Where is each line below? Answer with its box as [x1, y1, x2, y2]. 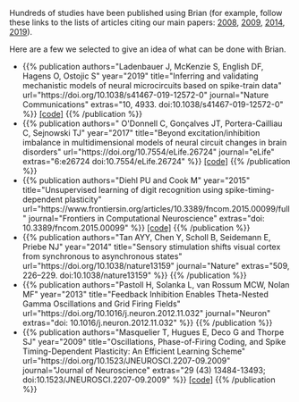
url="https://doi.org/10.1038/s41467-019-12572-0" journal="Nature [21, 89, 269, 100]
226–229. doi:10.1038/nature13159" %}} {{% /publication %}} [21, 270, 248, 281]
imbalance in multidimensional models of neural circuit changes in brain [21, 138, 287, 147]
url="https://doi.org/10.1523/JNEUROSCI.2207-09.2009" [21, 356, 231, 365]
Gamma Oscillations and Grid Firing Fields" [21, 298, 181, 309]
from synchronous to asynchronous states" [21, 251, 183, 262]
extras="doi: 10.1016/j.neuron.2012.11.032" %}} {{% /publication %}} [21, 317, 273, 328]
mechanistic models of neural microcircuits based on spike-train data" [21, 80, 282, 90]
